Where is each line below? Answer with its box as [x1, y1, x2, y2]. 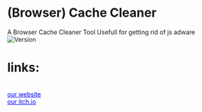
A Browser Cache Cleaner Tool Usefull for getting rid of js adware [7, 28, 196, 36]
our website [7, 90, 42, 98]
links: [7, 60, 40, 76]
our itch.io [7, 97, 36, 106]
